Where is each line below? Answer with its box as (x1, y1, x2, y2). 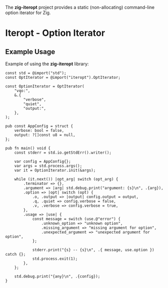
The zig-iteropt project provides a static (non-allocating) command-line (5, 5, 155, 10)
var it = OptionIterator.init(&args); (14, 168, 96, 173)
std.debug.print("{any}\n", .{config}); (14, 274, 100, 279)
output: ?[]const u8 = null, (14, 132, 76, 137)
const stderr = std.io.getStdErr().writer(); (14, 150, 112, 155)
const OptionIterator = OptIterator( (5, 84, 85, 89)
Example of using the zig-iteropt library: (5, 61, 89, 67)
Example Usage (5, 47, 55, 56)
